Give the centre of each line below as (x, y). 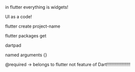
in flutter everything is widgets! (37, 7)
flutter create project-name (33, 26)
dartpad (13, 45)
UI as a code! (19, 17)
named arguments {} (26, 55)
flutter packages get (26, 36)
